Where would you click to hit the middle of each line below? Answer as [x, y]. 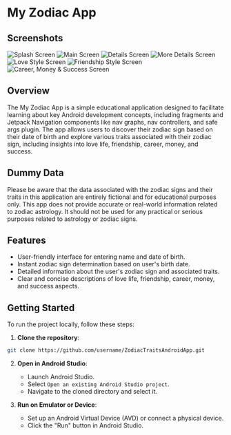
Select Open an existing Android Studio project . [99, 384]
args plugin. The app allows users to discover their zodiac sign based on [110, 129]
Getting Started [41, 308]
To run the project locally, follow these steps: [71, 324]
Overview [29, 91]
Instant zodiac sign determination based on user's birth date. [104, 264]
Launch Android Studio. [61, 377]
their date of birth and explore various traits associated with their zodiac [109, 136]
